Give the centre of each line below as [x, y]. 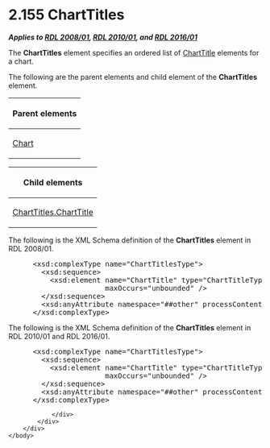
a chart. [21, 61]
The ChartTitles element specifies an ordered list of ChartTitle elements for [134, 52]
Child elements [53, 182]
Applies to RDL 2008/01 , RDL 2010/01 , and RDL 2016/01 [103, 37]
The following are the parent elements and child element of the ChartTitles [133, 77]
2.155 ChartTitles [66, 15]
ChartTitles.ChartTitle [53, 212]
